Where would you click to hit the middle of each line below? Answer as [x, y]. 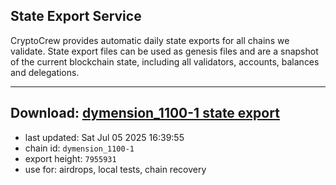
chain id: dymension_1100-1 [79, 148]
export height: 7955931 [70, 158]
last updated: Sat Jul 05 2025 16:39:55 [104, 137]
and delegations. [45, 72]
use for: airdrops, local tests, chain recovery [115, 169]
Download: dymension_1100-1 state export [145, 113]
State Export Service [76, 16]
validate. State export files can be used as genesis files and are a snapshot [164, 51]
